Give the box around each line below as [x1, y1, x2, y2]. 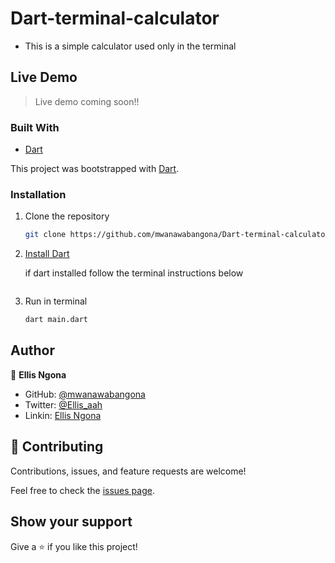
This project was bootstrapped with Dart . [10, 163, 180, 175]
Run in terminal [24, 295, 88, 307]
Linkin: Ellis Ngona [24, 409, 102, 421]
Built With [10, 120, 60, 134]
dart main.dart [24, 315, 89, 325]
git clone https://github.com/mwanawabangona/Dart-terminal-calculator [24, 230, 330, 240]
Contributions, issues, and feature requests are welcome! [10, 465, 247, 477]
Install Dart [24, 248, 70, 260]
